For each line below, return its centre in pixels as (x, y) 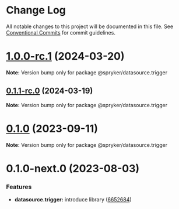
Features (19, 187)
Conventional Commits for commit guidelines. (61, 32)
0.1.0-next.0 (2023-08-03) (73, 168)
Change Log (36, 10)
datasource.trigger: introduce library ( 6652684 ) (73, 200)
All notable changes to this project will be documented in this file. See (90, 26)
